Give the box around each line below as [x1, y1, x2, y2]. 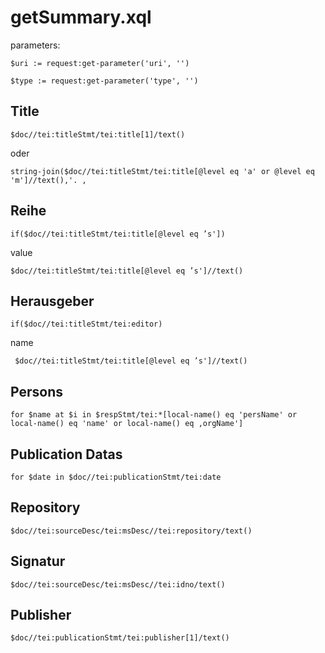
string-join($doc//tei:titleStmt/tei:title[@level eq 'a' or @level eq [10, 166, 315, 176]
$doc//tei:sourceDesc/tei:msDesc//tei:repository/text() [10, 526, 253, 536]
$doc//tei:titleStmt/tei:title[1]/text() [10, 129, 186, 140]
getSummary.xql [10, 6, 152, 29]
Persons [10, 383, 63, 400]
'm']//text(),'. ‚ [10, 175, 87, 185]
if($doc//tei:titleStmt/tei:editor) [10, 319, 163, 330]
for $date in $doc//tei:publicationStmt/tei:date [10, 472, 222, 482]
